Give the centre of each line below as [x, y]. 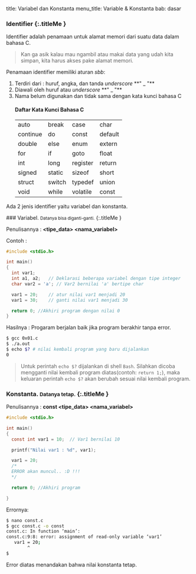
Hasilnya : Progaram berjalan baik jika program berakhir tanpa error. [89, 328]
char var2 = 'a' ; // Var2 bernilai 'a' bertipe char [78, 284]
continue [30, 134]
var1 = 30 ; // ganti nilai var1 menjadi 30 [70, 300]
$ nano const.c [25, 520]
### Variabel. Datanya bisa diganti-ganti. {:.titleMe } [64, 217]
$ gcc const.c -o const [35, 526]
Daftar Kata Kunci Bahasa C [49, 109]
